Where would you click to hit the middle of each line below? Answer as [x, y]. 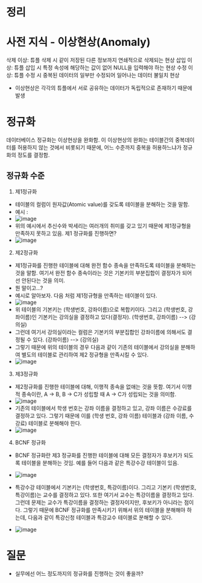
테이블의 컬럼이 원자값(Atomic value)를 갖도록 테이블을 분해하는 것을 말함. [102, 204]
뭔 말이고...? [29, 288]
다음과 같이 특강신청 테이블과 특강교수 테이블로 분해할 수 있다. [100, 517]
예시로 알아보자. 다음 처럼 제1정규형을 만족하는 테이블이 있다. [86, 295]
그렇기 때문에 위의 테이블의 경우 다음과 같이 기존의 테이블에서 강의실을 [97, 347]
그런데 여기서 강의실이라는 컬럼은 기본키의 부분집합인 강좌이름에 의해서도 [100, 332]
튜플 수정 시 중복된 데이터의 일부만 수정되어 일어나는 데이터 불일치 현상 [97, 75]
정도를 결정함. [33, 155]
